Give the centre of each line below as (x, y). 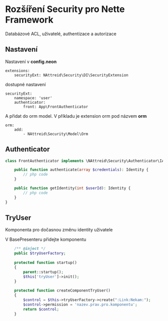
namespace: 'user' (33, 98)
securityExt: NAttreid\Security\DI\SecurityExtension (71, 75)
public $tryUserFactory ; (40, 253)
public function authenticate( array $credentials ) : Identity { (81, 170)
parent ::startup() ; (43, 272)
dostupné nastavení (25, 84)
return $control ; (41, 309)
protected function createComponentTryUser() (62, 291)
